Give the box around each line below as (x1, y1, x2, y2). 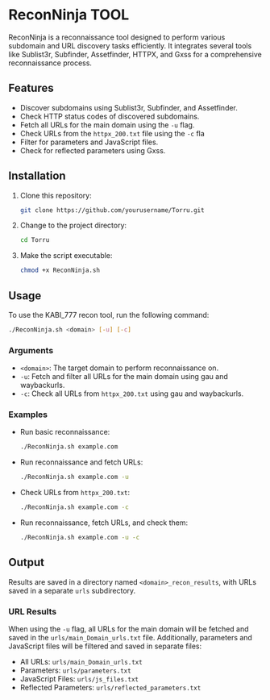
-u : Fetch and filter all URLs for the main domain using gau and (19, 372, 228, 381)
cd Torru (19, 236, 50, 244)
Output (8, 556, 44, 569)
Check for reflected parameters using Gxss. (19, 145, 166, 155)
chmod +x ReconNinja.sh (19, 266, 101, 275)
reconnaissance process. (8, 58, 93, 68)
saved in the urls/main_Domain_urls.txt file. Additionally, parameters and (8, 633, 252, 643)
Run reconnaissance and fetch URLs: (19, 457, 143, 467)
